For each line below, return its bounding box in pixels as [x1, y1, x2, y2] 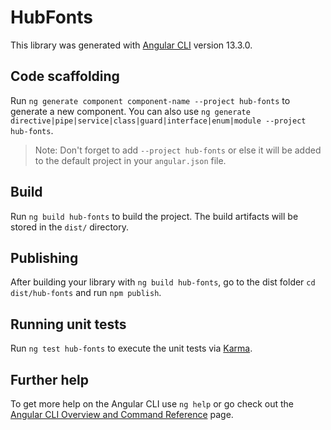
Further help [10, 371, 90, 388]
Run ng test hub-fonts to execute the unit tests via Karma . [10, 342, 253, 355]
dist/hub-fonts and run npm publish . [10, 287, 162, 299]
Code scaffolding [10, 68, 120, 85]
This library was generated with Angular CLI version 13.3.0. [10, 39, 253, 51]
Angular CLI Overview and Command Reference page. [10, 409, 234, 420]
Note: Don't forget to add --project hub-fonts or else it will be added [34, 144, 322, 156]
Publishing [10, 249, 79, 266]
